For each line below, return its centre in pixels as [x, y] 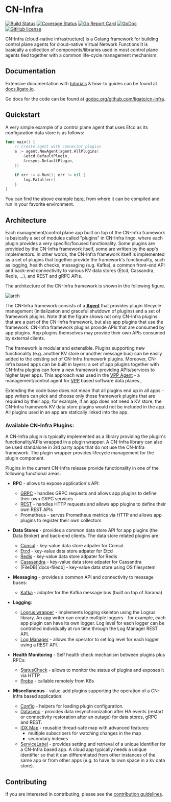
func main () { [20, 142]
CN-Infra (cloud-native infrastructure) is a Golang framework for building [82, 39]
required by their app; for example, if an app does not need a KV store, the [83, 401]
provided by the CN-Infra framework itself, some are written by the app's [82, 249]
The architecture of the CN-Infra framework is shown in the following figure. [85, 286]
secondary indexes [48, 739]
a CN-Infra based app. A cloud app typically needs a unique [83, 749]
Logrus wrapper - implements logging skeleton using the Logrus [88, 612]
